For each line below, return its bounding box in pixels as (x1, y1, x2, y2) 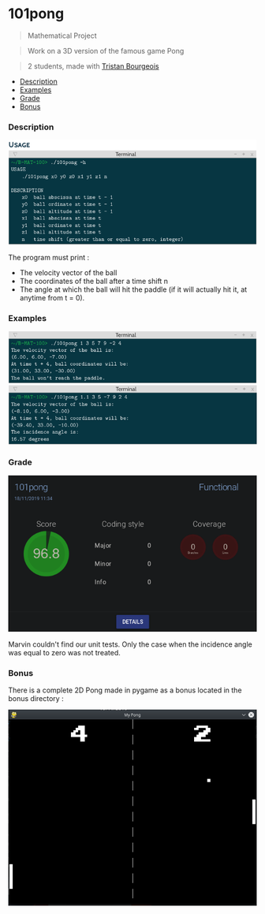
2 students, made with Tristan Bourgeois (27, 61, 159, 71)
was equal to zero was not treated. (8, 647, 121, 657)
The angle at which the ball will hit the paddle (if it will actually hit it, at (19, 285, 248, 294)
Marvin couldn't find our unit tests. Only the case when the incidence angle (8, 640, 252, 649)
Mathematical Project (27, 31, 97, 40)
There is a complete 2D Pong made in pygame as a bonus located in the (8, 685, 242, 695)
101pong (8, 5, 65, 23)
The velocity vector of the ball (19, 267, 118, 277)
